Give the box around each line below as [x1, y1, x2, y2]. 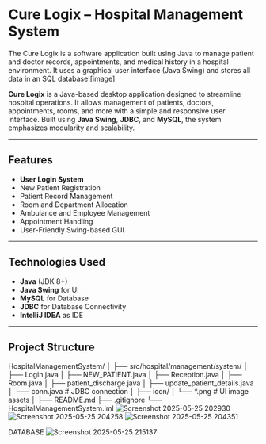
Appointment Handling [19, 216, 93, 226]
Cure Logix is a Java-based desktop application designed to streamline [8, 89, 241, 98]
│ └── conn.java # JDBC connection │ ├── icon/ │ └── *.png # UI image [8, 387, 249, 396]
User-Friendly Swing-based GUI [19, 224, 125, 235]
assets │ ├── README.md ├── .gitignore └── [8, 395, 162, 405]
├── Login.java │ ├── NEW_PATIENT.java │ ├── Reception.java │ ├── [8, 370, 243, 380]
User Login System [19, 174, 84, 184]
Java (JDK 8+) [19, 276, 68, 286]
